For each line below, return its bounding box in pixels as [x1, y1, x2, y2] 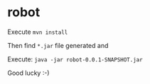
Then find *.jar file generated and [7, 41, 109, 49]
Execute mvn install [7, 28, 68, 36]
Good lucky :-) [7, 68, 50, 77]
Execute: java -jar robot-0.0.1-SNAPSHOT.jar [7, 54, 144, 64]
